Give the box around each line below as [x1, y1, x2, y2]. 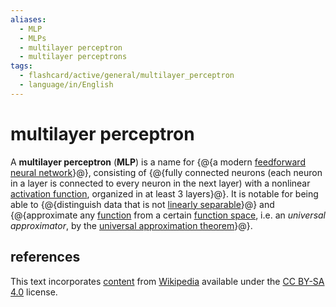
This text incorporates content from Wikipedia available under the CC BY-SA [10, 275, 325, 287]
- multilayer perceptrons [19, 52, 128, 62]
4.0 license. [10, 286, 58, 298]
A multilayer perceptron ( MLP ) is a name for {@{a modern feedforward [10, 156, 306, 168]
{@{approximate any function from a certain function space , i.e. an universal [10, 209, 327, 221]
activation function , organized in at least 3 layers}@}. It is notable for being [10, 187, 319, 200]
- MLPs [19, 33, 47, 43]
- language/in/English [19, 80, 114, 90]
